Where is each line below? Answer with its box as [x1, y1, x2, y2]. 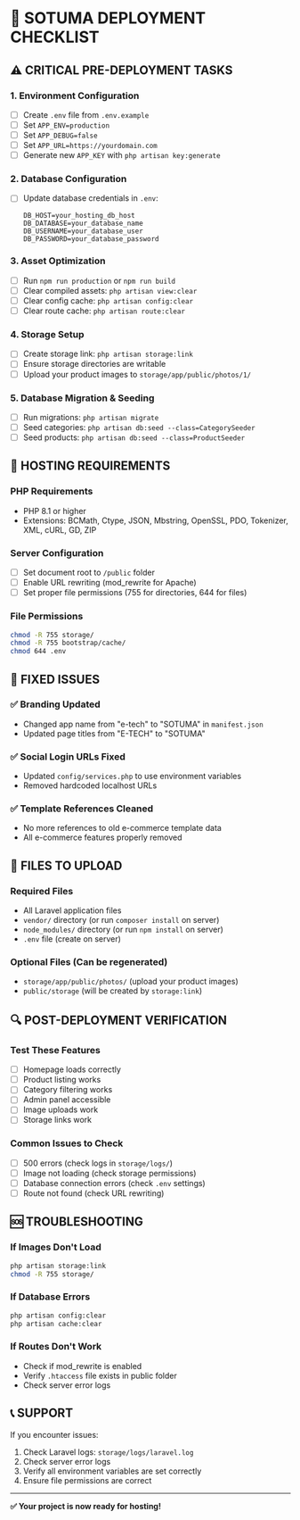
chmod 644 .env [10, 647, 67, 656]
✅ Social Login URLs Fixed [10, 750, 126, 762]
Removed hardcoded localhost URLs [22, 780, 158, 791]
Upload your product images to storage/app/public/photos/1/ [22, 369, 252, 379]
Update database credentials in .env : [22, 193, 158, 203]
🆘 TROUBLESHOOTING [10, 1214, 143, 1230]
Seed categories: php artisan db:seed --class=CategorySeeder [22, 421, 256, 432]
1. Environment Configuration [10, 89, 140, 102]
